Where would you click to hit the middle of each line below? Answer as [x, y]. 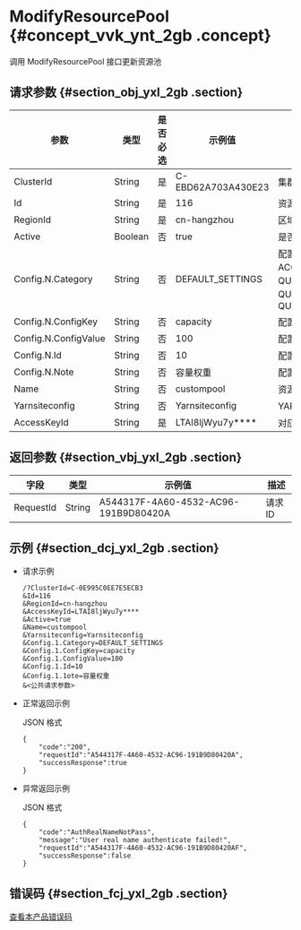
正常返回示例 [46, 703]
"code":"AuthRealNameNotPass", [97, 832]
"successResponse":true [83, 763]
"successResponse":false [85, 856]
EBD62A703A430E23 [222, 187]
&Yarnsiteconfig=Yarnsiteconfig [82, 635]
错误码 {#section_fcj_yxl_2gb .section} [119, 893]
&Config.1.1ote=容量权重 [66, 676]
